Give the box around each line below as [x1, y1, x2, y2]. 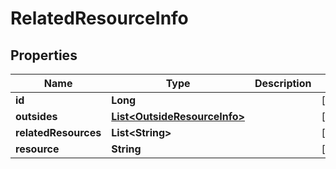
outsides [15, 110, 58, 123]
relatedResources [15, 126, 102, 139]
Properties [10, 47, 78, 64]
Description [254, 77, 312, 90]
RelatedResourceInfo [10, 7, 189, 30]
